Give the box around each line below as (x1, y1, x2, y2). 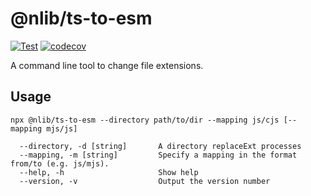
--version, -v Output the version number (19, 176, 271, 186)
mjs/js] (46, 123, 78, 134)
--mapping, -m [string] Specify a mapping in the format (19, 150, 298, 160)
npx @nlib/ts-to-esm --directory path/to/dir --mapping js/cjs (10, 115, 280, 125)
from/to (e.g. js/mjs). (10, 158, 110, 169)
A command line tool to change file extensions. (10, 59, 204, 71)
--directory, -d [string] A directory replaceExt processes (19, 141, 302, 151)
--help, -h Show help (19, 167, 199, 177)
